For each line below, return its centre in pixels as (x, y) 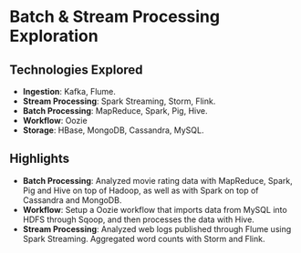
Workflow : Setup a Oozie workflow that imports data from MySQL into (155, 209)
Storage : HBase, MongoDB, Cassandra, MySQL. (113, 130)
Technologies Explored (76, 70)
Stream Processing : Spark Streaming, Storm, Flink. (119, 101)
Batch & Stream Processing (115, 17)
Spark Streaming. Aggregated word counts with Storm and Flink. (144, 238)
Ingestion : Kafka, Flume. (69, 91)
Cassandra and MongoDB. (72, 200)
